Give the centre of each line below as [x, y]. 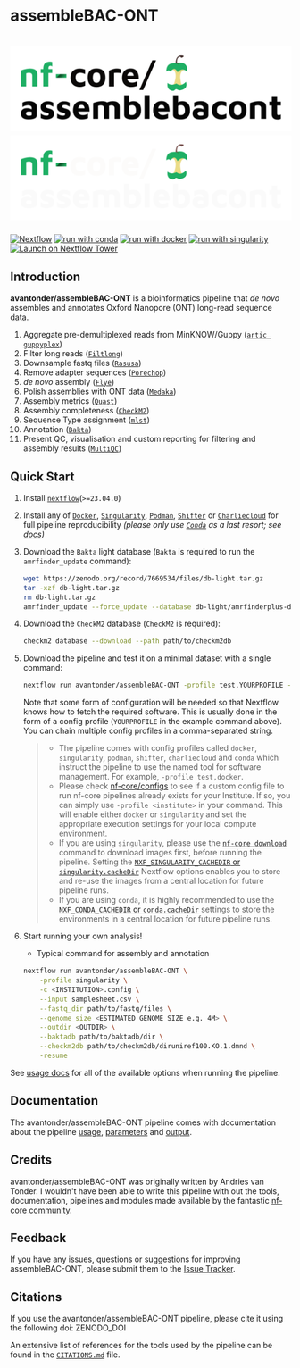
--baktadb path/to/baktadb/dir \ [102, 1037]
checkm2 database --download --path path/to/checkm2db [127, 641]
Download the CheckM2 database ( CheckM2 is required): [122, 624]
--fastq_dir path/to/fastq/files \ [106, 1009]
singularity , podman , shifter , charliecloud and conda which [169, 758]
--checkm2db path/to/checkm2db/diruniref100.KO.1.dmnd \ [148, 1047]
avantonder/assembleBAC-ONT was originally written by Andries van [137, 1181]
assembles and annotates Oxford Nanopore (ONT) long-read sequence [142, 308]
